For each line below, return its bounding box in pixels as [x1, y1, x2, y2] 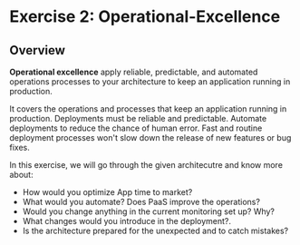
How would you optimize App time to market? [22, 187, 193, 197]
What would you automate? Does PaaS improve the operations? [22, 197, 261, 207]
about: [9, 170, 34, 180]
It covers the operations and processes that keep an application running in [9, 103, 287, 114]
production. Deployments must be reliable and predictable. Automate [9, 113, 267, 123]
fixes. [9, 142, 30, 152]
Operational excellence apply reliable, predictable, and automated [9, 66, 258, 77]
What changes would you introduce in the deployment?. [22, 216, 232, 226]
